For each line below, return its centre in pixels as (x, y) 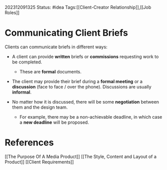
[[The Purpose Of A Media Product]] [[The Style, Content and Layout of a (81, 156)
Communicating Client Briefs (66, 33)
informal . (22, 92)
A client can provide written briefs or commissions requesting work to (85, 56)
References (29, 143)
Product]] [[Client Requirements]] (39, 162)
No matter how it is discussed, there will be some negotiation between (86, 102)
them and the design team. (40, 107)
